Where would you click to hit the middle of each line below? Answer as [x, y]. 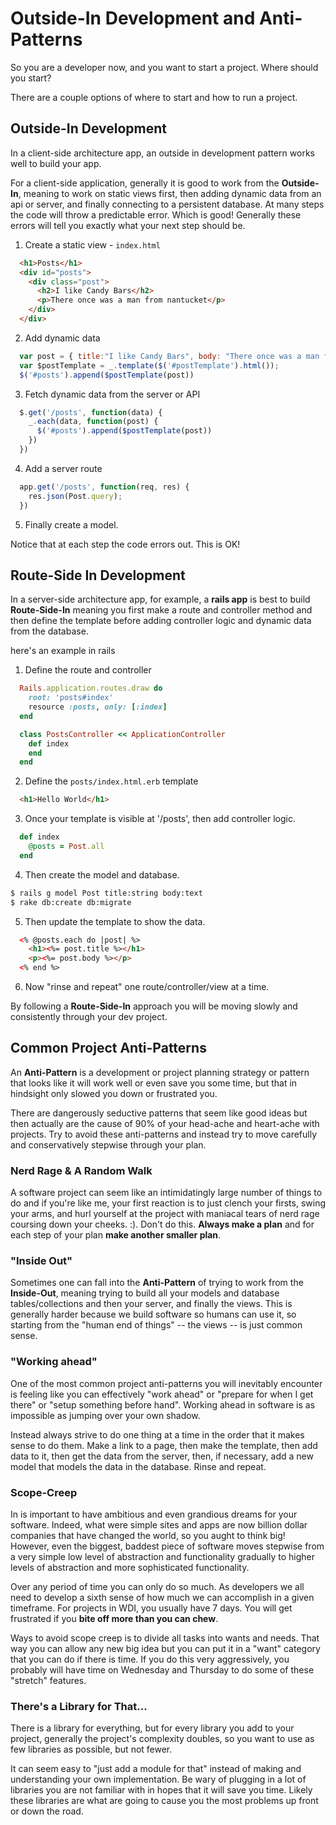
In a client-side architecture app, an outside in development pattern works [162, 153]
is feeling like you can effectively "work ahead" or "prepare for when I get [162, 1394]
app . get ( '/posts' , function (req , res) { [104, 487]
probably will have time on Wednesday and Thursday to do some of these [162, 1670]
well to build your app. [56, 163]
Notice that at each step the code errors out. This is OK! [125, 544]
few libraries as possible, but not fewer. [91, 1749]
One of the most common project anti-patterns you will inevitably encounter [166, 1383]
